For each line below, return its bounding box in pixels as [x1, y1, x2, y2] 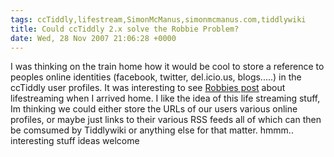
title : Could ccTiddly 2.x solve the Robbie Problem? [10, 24, 240, 34]
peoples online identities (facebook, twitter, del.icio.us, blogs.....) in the [10, 71, 302, 83]
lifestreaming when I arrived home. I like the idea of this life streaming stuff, [10, 92, 321, 105]
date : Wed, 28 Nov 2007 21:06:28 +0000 [10, 33, 177, 43]
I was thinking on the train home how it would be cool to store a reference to [10, 61, 325, 73]
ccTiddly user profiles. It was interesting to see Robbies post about [10, 82, 286, 94]
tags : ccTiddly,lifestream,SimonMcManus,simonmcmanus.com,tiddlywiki [10, 14, 307, 25]
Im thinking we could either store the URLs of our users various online [10, 103, 298, 115]
